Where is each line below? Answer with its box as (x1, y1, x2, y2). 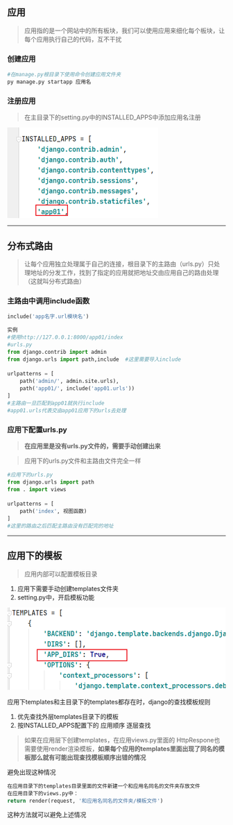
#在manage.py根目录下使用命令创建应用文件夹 (7, 71, 121, 78)
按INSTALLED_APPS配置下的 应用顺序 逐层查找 (17, 721, 151, 729)
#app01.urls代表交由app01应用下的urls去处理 (7, 407, 126, 414)
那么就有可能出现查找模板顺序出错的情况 (30, 753, 146, 761)
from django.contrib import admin (7, 348, 107, 355)
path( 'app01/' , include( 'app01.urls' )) (19, 385, 135, 392)
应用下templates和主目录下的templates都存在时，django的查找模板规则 (7, 697, 211, 706)
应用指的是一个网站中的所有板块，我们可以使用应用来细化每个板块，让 (24, 26, 225, 35)
